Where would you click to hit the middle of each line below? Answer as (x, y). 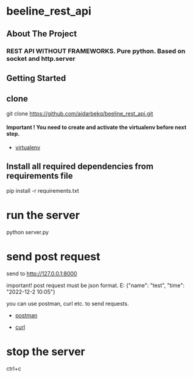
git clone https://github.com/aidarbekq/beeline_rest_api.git (80, 113)
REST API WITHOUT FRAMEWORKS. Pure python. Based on (96, 51)
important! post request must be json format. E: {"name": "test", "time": (95, 285)
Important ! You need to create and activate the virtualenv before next (96, 127)
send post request (53, 256)
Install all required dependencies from (80, 166)
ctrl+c (14, 368)
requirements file (40, 176)
